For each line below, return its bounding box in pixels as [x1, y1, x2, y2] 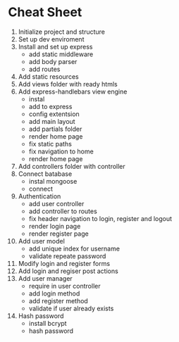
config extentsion [28, 110, 80, 118]
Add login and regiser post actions [18, 267, 118, 275]
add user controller [28, 199, 85, 208]
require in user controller [28, 281, 101, 290]
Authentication [18, 191, 61, 201]
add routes [28, 65, 61, 73]
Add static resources [18, 72, 80, 81]
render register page [28, 229, 89, 238]
